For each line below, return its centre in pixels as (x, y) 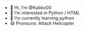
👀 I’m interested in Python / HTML (45, 13)
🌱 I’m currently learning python (42, 18)
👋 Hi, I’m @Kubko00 (31, 8)
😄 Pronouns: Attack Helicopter (42, 23)
